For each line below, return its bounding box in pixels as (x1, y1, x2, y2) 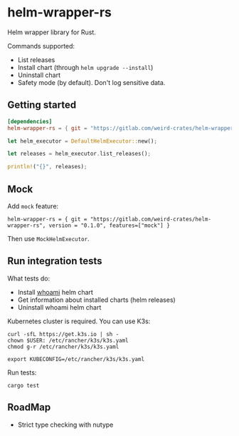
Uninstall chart (17, 71, 60, 79)
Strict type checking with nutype (17, 420, 114, 429)
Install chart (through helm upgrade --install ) (17, 63, 154, 71)
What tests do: (7, 274, 51, 283)
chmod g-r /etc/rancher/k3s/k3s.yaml (7, 343, 119, 350)
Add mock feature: (7, 201, 59, 211)
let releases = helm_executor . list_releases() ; (7, 151, 152, 158)
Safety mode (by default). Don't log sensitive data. (17, 78, 166, 86)
